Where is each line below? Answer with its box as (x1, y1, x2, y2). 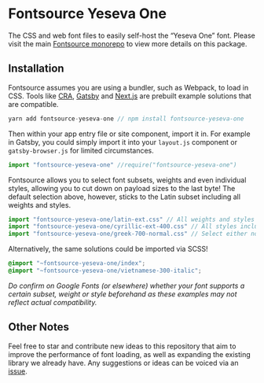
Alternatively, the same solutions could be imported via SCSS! (8, 245, 208, 254)
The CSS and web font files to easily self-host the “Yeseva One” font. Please (8, 31, 255, 40)
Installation (8, 62, 64, 75)
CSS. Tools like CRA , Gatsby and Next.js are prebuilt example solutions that (8, 91, 251, 101)
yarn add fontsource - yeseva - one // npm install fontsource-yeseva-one (8, 115, 244, 123)
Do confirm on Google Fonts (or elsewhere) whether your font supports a (8, 281, 245, 290)
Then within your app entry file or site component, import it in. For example (8, 129, 251, 138)
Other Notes (8, 320, 69, 334)
